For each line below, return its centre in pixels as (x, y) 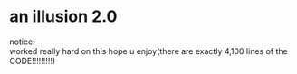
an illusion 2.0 (63, 17)
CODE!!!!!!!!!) (33, 60)
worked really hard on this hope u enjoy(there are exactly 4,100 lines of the (148, 51)
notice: (22, 42)
